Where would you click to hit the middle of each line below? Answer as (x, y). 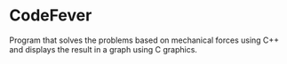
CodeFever (51, 16)
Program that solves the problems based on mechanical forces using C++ (144, 40)
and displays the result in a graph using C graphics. (104, 49)
